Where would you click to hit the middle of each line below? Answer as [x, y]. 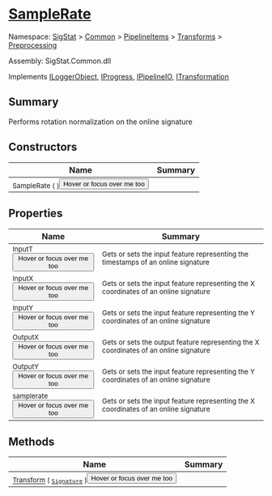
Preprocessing [33, 45]
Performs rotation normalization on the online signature [100, 122]
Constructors [43, 147]
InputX [23, 278]
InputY [23, 308]
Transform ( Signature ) [50, 480]
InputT [23, 249]
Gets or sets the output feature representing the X [181, 342]
